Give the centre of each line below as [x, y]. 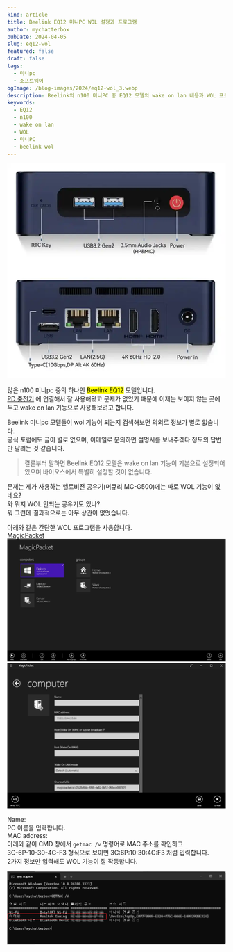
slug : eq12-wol [29, 44]
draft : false [26, 59]
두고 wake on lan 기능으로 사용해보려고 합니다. [70, 408]
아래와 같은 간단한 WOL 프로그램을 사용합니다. [70, 527]
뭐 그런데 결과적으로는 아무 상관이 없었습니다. [68, 513]
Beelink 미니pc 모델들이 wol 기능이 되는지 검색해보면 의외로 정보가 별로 [104, 422]
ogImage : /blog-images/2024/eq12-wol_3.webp [72, 88]
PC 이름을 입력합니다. [36, 828]
